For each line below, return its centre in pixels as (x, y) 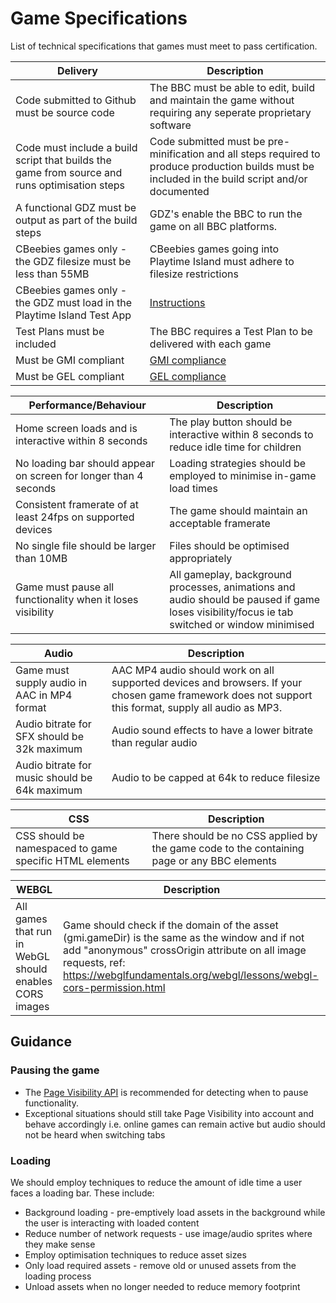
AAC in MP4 (44, 695)
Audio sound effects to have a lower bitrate (212, 730)
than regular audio (154, 742)
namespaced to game (66, 848)
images (32, 1006)
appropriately (201, 558)
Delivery (77, 70)
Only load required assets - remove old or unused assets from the (160, 1265)
